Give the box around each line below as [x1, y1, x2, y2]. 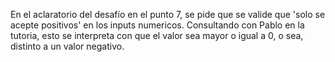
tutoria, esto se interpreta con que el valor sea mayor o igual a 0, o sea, [10, 30, 304, 41]
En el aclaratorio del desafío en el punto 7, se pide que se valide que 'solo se [10, 9, 326, 20]
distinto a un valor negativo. [10, 40, 125, 52]
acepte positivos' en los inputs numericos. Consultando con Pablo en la [10, 19, 305, 31]
